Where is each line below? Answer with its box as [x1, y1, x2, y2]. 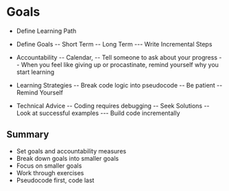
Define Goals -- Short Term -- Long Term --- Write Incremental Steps [16, 40, 213, 48]
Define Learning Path [16, 27, 77, 35]
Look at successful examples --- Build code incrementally [16, 109, 180, 117]
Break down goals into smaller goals [16, 154, 119, 162]
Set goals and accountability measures [16, 147, 127, 155]
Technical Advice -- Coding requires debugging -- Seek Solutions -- [16, 101, 210, 110]
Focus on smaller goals [16, 162, 82, 170]
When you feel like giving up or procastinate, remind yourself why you [21, 60, 219, 68]
